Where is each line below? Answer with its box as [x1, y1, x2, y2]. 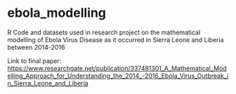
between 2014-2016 [7, 43, 65, 51]
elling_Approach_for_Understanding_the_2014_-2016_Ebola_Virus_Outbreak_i [7, 72, 229, 80]
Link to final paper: [7, 56, 62, 65]
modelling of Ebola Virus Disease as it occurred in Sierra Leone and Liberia [7, 35, 224, 43]
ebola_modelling [7, 5, 107, 21]
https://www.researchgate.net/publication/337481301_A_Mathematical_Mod [7, 64, 227, 72]
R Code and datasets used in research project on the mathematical [7, 28, 201, 36]
